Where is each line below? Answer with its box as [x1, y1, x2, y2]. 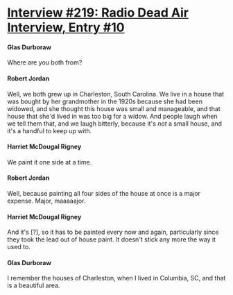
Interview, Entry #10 [7, 19, 125, 35]
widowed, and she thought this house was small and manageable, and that [7, 104, 221, 112]
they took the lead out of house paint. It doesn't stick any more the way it [7, 235, 216, 244]
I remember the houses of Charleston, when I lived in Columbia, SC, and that [7, 274, 226, 283]
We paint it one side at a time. [7, 158, 92, 166]
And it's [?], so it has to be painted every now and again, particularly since [7, 228, 220, 237]
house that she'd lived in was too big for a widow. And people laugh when [7, 112, 218, 120]
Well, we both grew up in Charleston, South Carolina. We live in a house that [7, 90, 224, 98]
